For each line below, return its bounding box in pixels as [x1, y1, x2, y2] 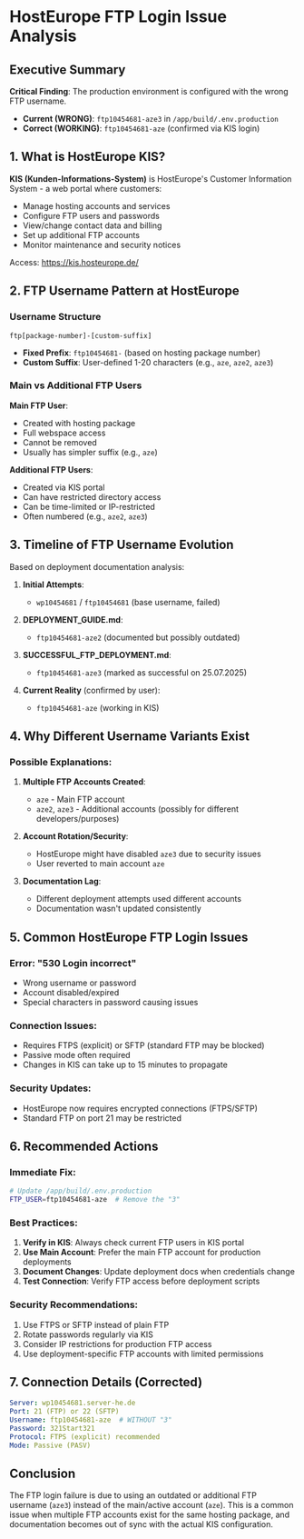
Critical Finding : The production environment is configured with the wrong [9, 86, 289, 96]
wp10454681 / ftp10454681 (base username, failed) [35, 596, 221, 607]
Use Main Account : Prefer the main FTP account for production [22, 1247, 261, 1258]
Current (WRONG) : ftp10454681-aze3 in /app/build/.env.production [22, 114, 279, 124]
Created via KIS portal [22, 482, 105, 493]
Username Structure [9, 311, 102, 324]
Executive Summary [9, 62, 126, 77]
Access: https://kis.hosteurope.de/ [9, 256, 139, 267]
